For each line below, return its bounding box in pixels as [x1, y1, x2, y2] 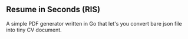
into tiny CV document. [6, 26, 62, 33]
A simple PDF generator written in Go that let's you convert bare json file [6, 20, 182, 27]
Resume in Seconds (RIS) [6, 5, 101, 15]
